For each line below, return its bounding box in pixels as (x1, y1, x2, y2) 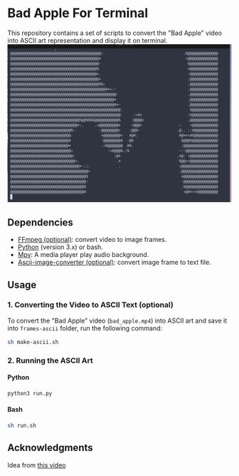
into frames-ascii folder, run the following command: (7, 323, 163, 333)
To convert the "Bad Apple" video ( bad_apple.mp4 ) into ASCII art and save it (7, 316, 228, 325)
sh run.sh (7, 422, 37, 429)
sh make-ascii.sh (7, 338, 59, 345)
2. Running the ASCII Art (7, 355, 94, 365)
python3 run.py (7, 390, 53, 397)
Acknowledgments (7, 442, 94, 454)
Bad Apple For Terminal (7, 5, 149, 21)
